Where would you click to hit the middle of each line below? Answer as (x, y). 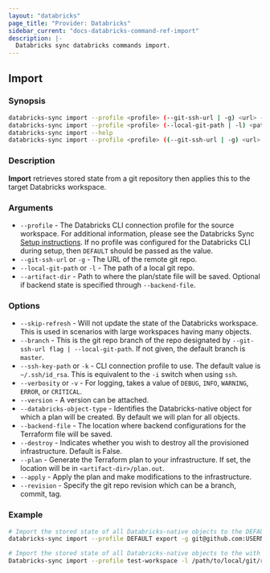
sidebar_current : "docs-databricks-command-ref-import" (104, 31)
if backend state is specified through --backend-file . (108, 284)
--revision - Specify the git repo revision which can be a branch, (128, 485)
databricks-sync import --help (61, 133)
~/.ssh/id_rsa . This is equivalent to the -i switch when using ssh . (129, 374)
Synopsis (27, 101)
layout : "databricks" (45, 16)
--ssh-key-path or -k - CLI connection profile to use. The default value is (140, 366)
